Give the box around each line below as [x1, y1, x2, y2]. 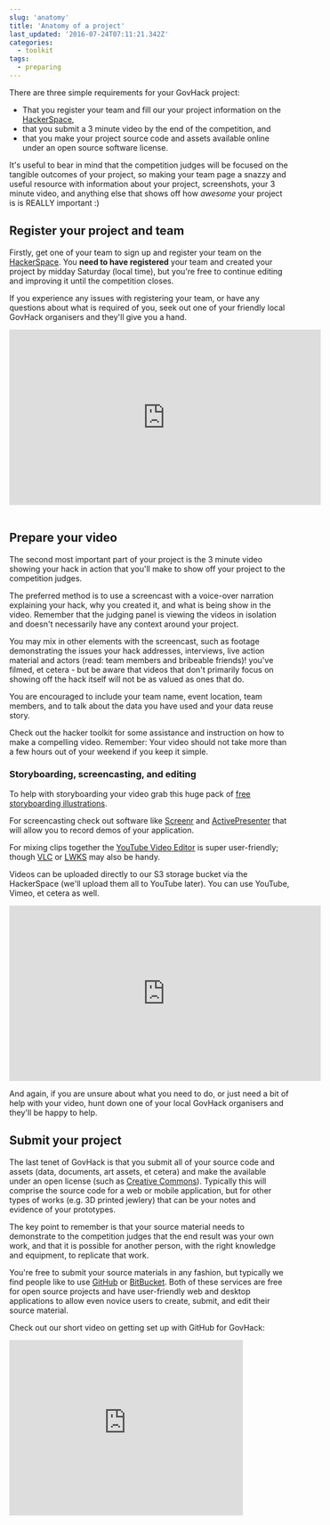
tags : [9, 54, 29, 63]
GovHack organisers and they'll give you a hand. [9, 311, 187, 322]
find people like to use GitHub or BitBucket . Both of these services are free [9, 1276, 283, 1287]
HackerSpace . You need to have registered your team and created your [9, 256, 273, 267]
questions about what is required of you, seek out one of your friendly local [9, 302, 286, 313]
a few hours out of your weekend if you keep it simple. [9, 746, 209, 757]
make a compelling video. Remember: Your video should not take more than [9, 736, 287, 747]
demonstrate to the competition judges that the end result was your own [9, 1231, 274, 1242]
